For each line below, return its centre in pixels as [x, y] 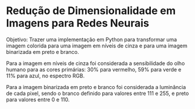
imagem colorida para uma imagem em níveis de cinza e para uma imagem [97, 46]
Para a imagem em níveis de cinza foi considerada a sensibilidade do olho [95, 63]
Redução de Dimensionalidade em [91, 11]
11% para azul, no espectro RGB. [46, 76]
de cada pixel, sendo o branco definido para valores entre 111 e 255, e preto [97, 93]
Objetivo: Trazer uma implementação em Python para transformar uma [92, 39]
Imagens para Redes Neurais [78, 23]
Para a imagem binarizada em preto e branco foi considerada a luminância [96, 87]
